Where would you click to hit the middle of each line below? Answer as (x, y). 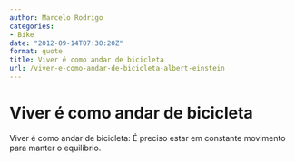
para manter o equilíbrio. (55, 148)
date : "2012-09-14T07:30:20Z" (67, 43)
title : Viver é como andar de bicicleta (87, 60)
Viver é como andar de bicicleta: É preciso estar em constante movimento (147, 138)
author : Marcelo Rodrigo (56, 18)
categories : (32, 26)
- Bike (22, 34)
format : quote (36, 52)
